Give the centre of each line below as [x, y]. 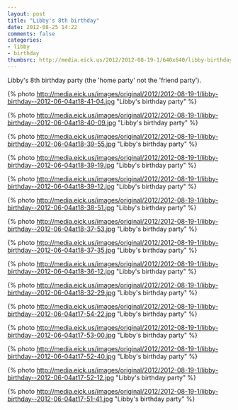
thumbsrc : [22, 60]
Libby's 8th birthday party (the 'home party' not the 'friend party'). [104, 80]
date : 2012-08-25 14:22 [42, 27]
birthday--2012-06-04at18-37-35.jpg [61, 250]
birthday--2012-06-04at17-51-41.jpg [60, 399]
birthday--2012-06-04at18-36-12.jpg [61, 271]
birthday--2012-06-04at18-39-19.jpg [61, 165]
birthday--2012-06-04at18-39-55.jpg [61, 144]
